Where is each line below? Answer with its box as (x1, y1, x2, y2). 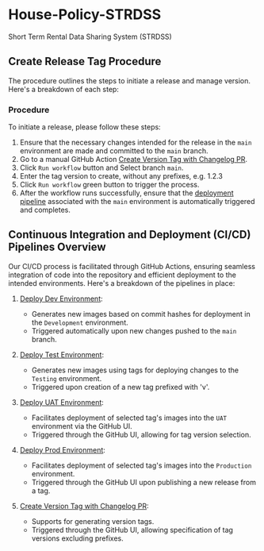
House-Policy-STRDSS (8, 6, 162, 24)
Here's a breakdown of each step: (8, 84, 119, 94)
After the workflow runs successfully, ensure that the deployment (19, 188, 234, 198)
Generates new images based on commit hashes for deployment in (31, 309, 251, 318)
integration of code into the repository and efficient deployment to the (8, 270, 236, 279)
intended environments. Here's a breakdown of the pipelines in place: (8, 278, 235, 287)
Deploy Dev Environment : (19, 294, 103, 303)
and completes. (19, 205, 71, 215)
